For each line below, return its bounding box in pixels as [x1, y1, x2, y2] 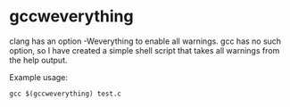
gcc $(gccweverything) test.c [9, 89, 122, 98]
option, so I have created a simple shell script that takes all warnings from [9, 45, 280, 55]
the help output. [9, 54, 69, 65]
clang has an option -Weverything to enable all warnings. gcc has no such [9, 36, 282, 46]
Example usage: [9, 71, 69, 82]
